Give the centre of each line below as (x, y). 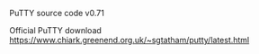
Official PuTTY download (55, 30)
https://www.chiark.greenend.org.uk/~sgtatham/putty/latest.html (129, 40)
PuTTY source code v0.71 (57, 13)
